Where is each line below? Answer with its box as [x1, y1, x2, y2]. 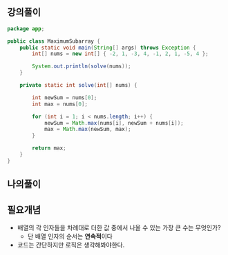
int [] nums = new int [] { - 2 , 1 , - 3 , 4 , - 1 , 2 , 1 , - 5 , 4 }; [32, 50, 209, 57]
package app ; [7, 25, 45, 32]
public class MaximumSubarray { [7, 37, 100, 45]
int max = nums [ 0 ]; [32, 101, 88, 108]
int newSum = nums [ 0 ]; [32, 94, 97, 101]
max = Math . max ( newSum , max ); [44, 126, 131, 133]
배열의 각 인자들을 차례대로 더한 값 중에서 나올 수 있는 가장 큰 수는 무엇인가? [17, 223, 221, 232]
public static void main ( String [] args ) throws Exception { [19, 44, 196, 51]
